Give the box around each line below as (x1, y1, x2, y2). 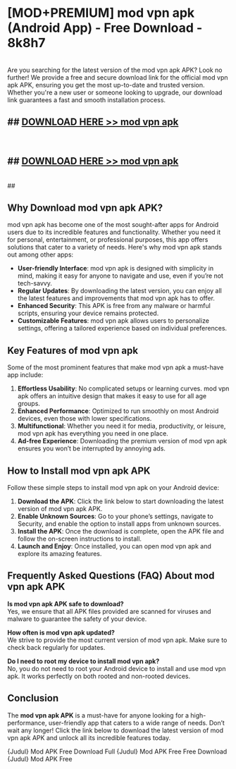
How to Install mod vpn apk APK (7, 465, 151, 476)
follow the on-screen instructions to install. (17, 534, 142, 543)
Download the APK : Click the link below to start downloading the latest (17, 497, 224, 505)
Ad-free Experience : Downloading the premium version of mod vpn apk (17, 437, 228, 445)
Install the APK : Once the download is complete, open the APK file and (17, 527, 224, 535)
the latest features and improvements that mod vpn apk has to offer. (17, 294, 215, 302)
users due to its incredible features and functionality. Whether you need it (7, 228, 221, 237)
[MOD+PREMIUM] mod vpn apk (7, 5, 195, 21)
